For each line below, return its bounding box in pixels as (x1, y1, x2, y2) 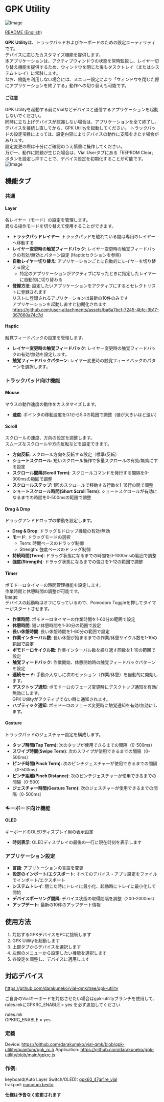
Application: (55, 1047, 80, 1053)
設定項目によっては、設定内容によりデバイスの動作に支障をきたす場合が (13, 131, 159, 137)
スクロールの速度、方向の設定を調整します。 (5, 435, 95, 441)
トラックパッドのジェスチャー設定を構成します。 (5, 731, 103, 737)
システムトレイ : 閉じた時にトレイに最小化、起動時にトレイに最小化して (12, 883, 156, 889)
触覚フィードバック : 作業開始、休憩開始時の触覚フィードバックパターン (12, 659, 156, 665)
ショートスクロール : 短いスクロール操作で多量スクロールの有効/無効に (12, 458, 154, 464)
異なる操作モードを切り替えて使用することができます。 (5, 223, 116, 229)
